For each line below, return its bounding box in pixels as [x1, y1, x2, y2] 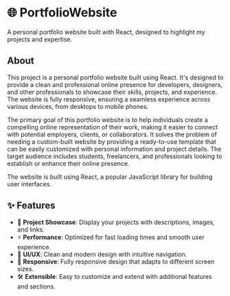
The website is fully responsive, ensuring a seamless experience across [7, 95, 211, 103]
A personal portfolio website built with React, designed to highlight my [7, 27, 206, 36]
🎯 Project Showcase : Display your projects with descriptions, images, [16, 218, 215, 226]
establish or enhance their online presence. [7, 159, 130, 167]
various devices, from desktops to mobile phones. [7, 102, 149, 110]
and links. [16, 225, 45, 234]
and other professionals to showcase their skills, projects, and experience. [7, 88, 218, 96]
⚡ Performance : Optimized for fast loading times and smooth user [16, 233, 205, 241]
